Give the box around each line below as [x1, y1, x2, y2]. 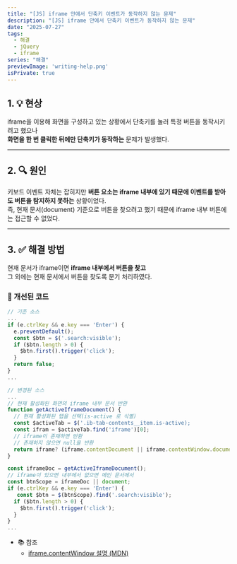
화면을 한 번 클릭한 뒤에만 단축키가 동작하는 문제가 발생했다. [7, 135, 169, 143]
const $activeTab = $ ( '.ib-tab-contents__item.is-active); [13, 420, 191, 427]
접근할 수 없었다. [14, 214, 60, 223]
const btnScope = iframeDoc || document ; [7, 478, 131, 486]
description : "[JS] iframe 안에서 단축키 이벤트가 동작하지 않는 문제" [7, 17, 196, 24]
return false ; [13, 361, 55, 368]
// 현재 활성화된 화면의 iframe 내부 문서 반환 [7, 400, 128, 407]
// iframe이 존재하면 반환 [13, 433, 83, 440]
